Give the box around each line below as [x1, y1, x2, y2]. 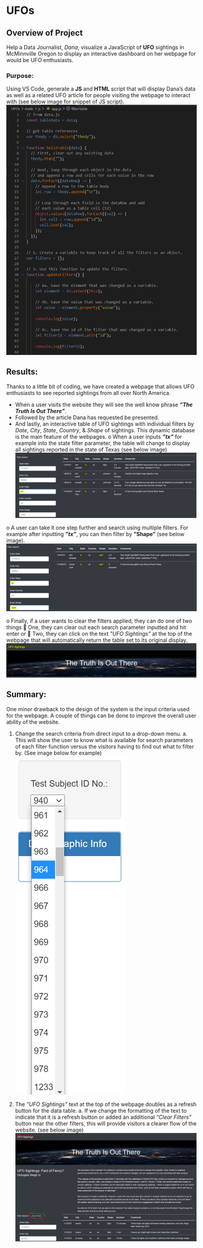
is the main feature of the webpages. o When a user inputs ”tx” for [14, 433, 182, 440]
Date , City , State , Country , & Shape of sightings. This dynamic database [14, 426, 195, 434]
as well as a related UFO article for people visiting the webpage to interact [6, 92, 191, 99]
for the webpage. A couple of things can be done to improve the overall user [6, 712, 196, 719]
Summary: [6, 690, 47, 700]
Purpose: [6, 71, 34, 80]
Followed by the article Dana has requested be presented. [14, 414, 159, 421]
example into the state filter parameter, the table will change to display [14, 439, 190, 447]
